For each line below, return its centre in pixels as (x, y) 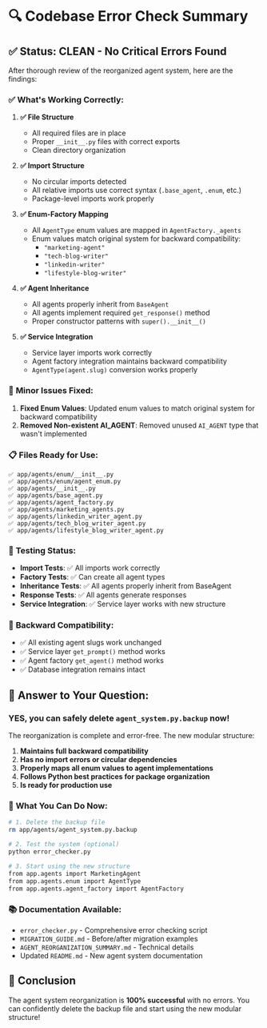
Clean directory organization (79, 151)
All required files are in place (79, 133)
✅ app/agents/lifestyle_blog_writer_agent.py (86, 530)
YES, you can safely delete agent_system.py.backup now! (119, 718)
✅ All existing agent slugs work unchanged (91, 643)
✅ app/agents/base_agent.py (56, 495)
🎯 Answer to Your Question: (79, 695)
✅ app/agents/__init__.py (52, 488)
